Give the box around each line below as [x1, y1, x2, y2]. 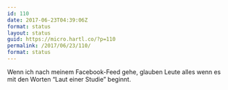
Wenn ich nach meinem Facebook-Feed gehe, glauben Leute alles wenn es [7, 67, 221, 76]
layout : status [7, 29, 51, 37]
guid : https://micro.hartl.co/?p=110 [7, 36, 116, 43]
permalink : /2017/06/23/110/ [7, 42, 91, 49]
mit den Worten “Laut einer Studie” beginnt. [7, 75, 131, 83]
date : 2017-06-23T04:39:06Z [7, 17, 88, 24]
